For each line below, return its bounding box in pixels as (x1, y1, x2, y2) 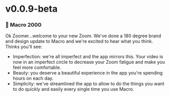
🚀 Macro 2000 (5, 21, 42, 29)
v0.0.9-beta (5, 3, 58, 15)
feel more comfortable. (12, 64, 61, 70)
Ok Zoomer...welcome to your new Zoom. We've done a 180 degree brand (5, 33, 161, 39)
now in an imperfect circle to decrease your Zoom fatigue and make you (12, 59, 165, 65)
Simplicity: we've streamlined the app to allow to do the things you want (12, 81, 165, 87)
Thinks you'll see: (5, 44, 42, 50)
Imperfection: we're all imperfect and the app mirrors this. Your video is (12, 54, 163, 60)
